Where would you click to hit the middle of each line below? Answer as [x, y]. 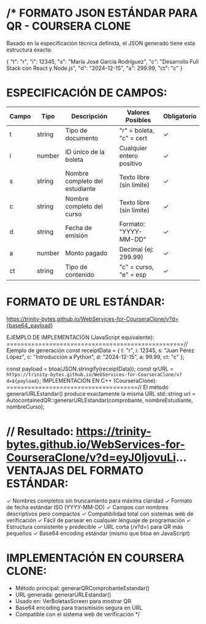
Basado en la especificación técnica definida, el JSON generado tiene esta [101, 43]
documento [82, 138]
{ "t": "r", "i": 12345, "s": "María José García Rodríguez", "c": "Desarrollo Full [103, 61]
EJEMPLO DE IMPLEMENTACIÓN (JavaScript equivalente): [80, 337]
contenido [80, 274]
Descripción [90, 116]
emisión [77, 235]
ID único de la [85, 152]
